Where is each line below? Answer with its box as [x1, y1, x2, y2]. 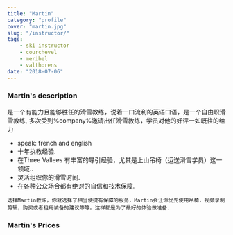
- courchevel [19, 49, 58, 56]
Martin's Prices [7, 220, 60, 229]
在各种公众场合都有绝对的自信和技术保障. [17, 182, 135, 190]
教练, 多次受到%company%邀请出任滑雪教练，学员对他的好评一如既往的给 [12, 116, 225, 125]
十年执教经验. [17, 147, 56, 155]
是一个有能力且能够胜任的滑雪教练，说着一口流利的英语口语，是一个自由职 [7, 107, 220, 116]
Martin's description [7, 91, 78, 101]
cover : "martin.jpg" [7, 23, 67, 30]
